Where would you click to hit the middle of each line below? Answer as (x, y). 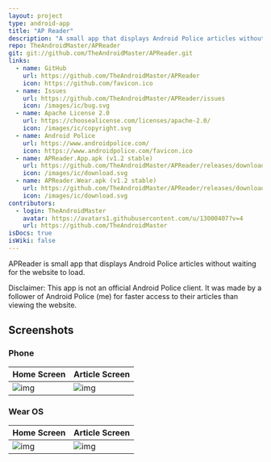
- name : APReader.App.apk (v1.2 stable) (84, 158)
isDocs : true (30, 233)
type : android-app (39, 23)
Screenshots (41, 330)
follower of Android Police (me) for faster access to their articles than (123, 296)
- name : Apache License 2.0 (63, 114)
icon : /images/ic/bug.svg (67, 106)
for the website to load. (47, 272)
